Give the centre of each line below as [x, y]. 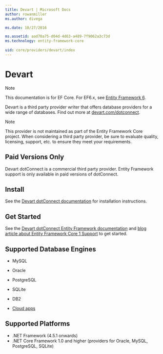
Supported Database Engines [51, 249]
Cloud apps [24, 308]
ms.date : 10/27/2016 [26, 27]
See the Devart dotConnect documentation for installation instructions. [76, 201]
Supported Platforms [38, 324]
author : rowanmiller [26, 14]
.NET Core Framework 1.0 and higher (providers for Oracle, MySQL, [80, 341]
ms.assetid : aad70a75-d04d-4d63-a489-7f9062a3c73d [58, 37]
